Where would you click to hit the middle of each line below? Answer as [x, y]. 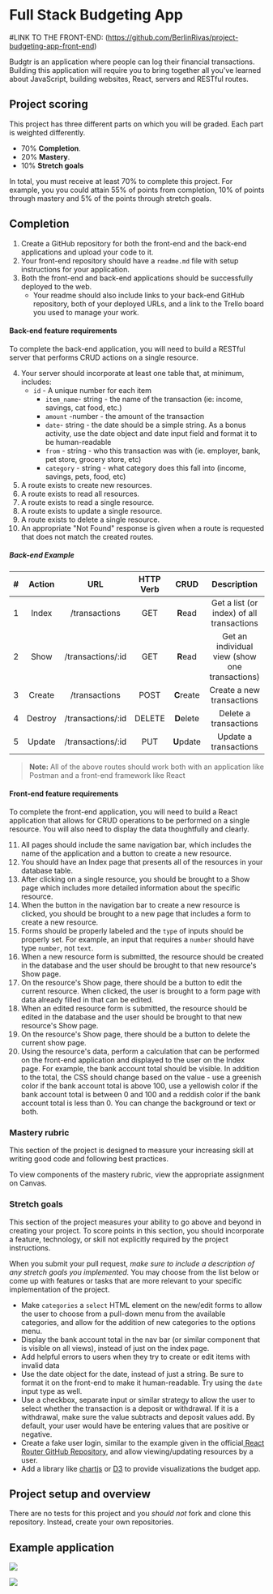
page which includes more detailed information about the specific [130, 887]
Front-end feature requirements [64, 794]
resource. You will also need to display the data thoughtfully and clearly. [129, 829]
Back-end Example [42, 555]
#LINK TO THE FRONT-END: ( [59, 37]
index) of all [235, 613]
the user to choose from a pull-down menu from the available [123, 1314]
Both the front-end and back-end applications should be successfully [137, 278]
